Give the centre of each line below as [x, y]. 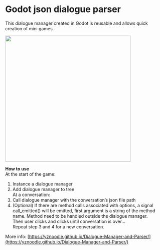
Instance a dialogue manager [42, 184]
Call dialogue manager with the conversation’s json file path [74, 200]
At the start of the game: [31, 174]
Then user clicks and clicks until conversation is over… [69, 221]
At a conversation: [31, 195]
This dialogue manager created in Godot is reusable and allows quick [76, 23]
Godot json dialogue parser [63, 9]
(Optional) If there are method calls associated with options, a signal [83, 205]
